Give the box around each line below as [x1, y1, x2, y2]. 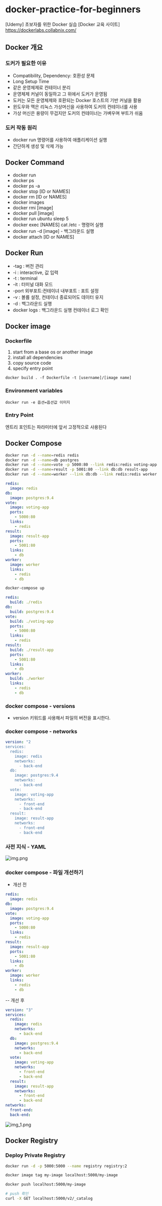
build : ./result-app [10, 647, 54, 653]
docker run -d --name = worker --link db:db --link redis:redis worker [5, 472, 157, 477]
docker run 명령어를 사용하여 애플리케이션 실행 [12, 136, 108, 143]
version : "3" [5, 1007, 33, 1013]
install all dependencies [12, 354, 63, 361]
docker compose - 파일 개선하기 [5, 868, 84, 876]
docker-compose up [5, 586, 45, 591]
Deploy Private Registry [5, 1152, 66, 1159]
